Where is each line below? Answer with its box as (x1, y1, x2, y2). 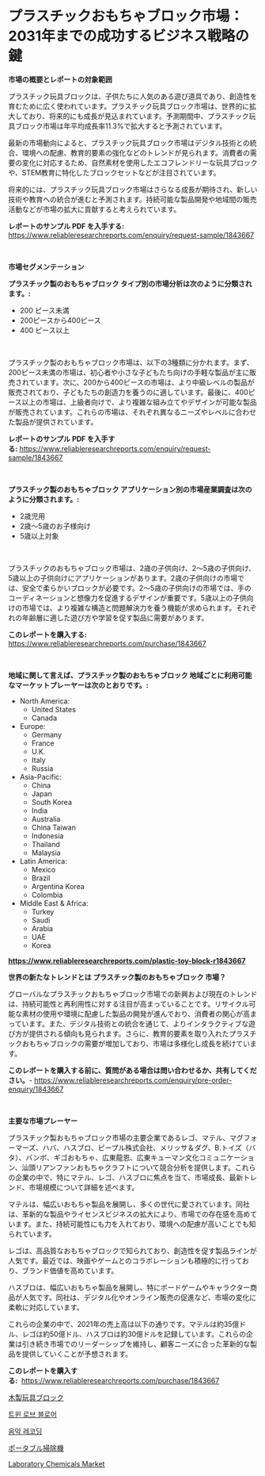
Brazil (31, 873, 51, 883)
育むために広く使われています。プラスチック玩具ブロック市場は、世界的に (8, 101, 250, 111)
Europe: (19, 721, 46, 730)
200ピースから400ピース (19, 315, 101, 325)
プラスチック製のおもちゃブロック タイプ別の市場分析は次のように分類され (8, 278, 253, 288)
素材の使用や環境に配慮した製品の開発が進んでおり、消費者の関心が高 (21, 1009, 251, 1018)
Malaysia (31, 848, 61, 857)
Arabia (31, 923, 54, 933)
